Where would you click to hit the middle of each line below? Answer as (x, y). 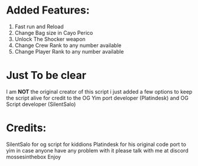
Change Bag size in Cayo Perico (54, 32)
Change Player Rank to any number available (69, 51)
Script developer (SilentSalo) (41, 104)
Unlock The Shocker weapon (50, 39)
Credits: (26, 128)
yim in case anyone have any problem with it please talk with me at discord (97, 150)
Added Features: (48, 10)
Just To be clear (46, 76)
